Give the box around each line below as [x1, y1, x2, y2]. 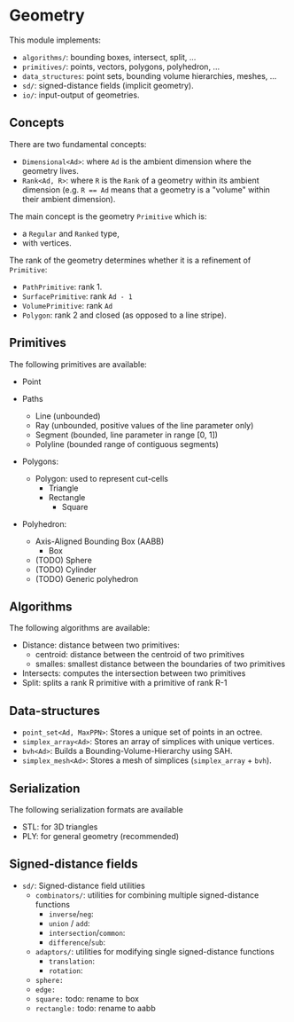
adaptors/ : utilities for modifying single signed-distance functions [35, 946, 275, 956]
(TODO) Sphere [35, 554, 93, 565]
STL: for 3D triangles [21, 822, 98, 832]
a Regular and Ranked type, [21, 228, 120, 239]
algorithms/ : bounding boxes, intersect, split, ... [21, 51, 197, 62]
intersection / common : [48, 927, 126, 938]
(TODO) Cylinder [35, 564, 97, 575]
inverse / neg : [48, 908, 95, 919]
